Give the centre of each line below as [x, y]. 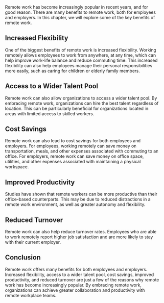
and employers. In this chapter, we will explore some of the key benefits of [80, 17]
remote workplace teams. [31, 295]
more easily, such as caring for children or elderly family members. [72, 71]
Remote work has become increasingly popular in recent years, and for [77, 7]
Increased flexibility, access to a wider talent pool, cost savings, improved [80, 275]
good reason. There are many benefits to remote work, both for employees [81, 12]
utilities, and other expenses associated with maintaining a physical [73, 162]
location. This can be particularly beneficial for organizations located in [77, 108]
